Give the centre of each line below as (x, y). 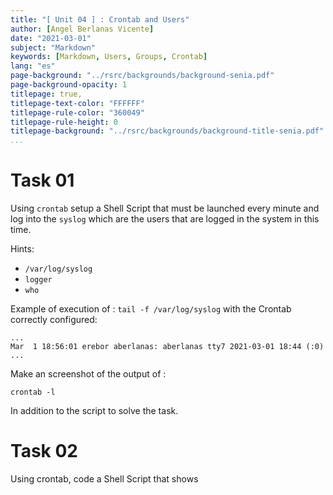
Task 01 (42, 180)
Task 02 (44, 451)
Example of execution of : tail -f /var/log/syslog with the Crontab (151, 309)
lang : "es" (33, 66)
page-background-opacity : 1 (69, 85)
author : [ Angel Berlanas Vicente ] (82, 29)
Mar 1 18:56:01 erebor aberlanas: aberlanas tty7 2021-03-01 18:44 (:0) (167, 347)
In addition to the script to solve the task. (94, 411)
